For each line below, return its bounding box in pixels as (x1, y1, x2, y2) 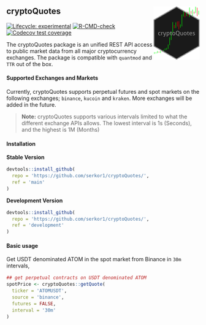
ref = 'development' (12, 222, 64, 229)
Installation (6, 140, 36, 147)
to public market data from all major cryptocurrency (6, 47, 137, 55)
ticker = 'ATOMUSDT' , (12, 288, 67, 294)
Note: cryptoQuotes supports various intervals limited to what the (21, 113, 188, 120)
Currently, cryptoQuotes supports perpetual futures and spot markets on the (6, 88, 200, 96)
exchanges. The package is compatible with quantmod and (6, 53, 152, 61)
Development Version (6, 197, 63, 204)
